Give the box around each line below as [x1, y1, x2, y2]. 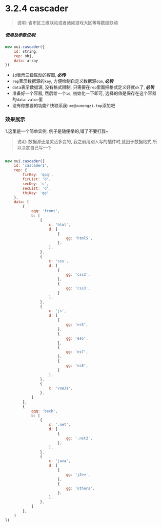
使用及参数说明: [5, 32, 37, 38]
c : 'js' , [48, 308, 67, 313]
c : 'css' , [48, 259, 69, 263]
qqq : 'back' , [31, 409, 58, 414]
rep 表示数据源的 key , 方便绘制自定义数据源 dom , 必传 [12, 78, 114, 84]
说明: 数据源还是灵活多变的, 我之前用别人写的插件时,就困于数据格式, [17, 138, 153, 144]
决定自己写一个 [21, 145, 52, 151]
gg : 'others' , [66, 486, 95, 491]
